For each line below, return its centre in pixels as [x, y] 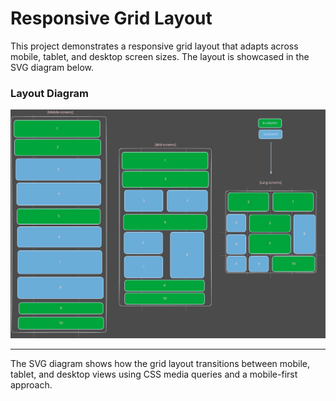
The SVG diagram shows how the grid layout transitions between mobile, [160, 363]
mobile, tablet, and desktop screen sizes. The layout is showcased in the [160, 56]
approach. [31, 384]
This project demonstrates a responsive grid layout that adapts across [154, 46]
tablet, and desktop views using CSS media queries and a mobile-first [154, 374]
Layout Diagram [50, 93]
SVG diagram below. [52, 67]
